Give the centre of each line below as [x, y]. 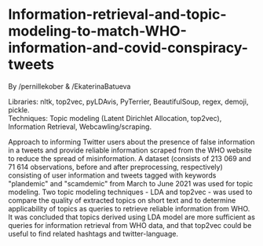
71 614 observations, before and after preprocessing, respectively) [116, 167]
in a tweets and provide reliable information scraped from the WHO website [130, 150]
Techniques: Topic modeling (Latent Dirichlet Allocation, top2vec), [115, 118]
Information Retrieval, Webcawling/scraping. [80, 127]
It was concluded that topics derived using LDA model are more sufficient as [131, 217]
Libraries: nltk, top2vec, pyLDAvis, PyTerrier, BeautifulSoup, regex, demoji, [128, 101]
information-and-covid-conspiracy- [128, 48]
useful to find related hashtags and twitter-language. [93, 233]
